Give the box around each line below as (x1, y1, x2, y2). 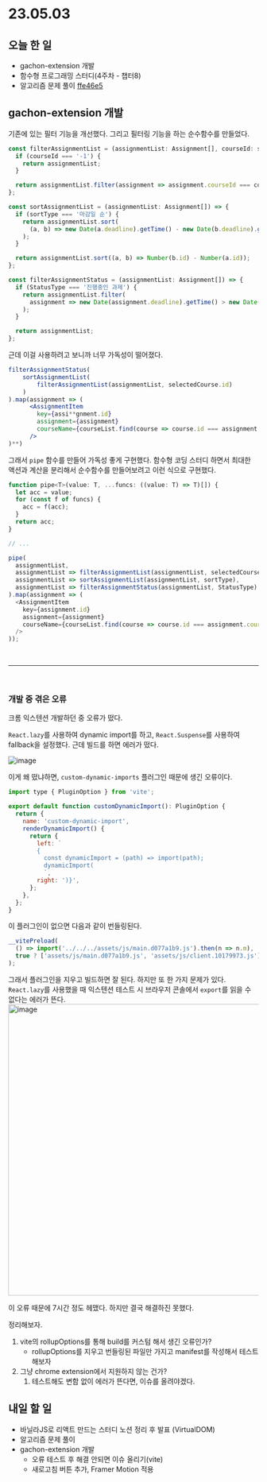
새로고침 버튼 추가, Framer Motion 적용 (31, 1464, 154, 1474)
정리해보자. (8, 1320, 43, 1329)
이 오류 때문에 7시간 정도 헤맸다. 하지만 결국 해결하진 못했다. (8, 1302, 195, 1312)
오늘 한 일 (8, 38, 52, 52)
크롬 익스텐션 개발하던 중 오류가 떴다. (8, 713, 123, 723)
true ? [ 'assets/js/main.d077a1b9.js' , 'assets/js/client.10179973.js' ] (15, 952, 261, 960)
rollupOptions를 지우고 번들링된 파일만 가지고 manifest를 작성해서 (31, 1346, 238, 1356)
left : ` (37, 839, 62, 847)
